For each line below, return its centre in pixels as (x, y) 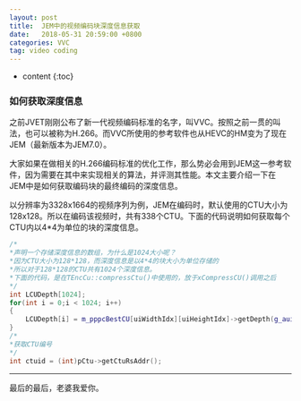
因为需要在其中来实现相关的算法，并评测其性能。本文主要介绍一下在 (150, 175)
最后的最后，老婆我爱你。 (56, 388)
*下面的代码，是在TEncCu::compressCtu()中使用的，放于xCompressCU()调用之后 (143, 277)
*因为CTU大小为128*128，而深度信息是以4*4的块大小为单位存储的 (114, 261)
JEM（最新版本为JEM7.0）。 (60, 145)
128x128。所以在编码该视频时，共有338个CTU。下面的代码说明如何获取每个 (150, 217)
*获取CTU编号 (31, 344)
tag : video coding (43, 51)
